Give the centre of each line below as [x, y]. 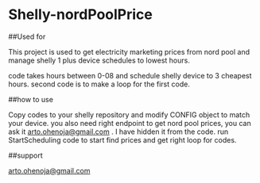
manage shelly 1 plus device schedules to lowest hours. [99, 60]
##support [26, 155]
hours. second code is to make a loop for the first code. [99, 84]
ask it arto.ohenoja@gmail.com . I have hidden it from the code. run [118, 132]
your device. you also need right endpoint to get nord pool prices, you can [130, 123]
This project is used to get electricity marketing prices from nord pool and [129, 51]
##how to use [31, 99]
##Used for [27, 36]
